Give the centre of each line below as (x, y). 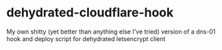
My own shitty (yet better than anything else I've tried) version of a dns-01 (111, 32)
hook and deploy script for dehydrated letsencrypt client (86, 38)
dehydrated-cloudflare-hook (90, 13)
